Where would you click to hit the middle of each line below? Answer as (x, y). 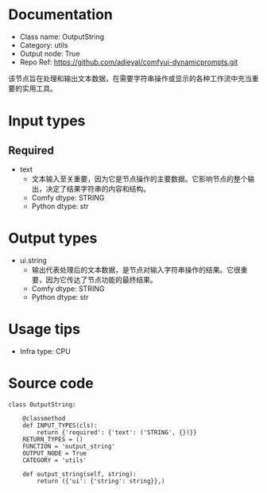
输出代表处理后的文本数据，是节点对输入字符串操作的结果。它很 (136, 270)
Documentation (61, 15)
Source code (51, 383)
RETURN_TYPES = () (53, 439)
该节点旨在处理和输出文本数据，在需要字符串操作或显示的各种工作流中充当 (130, 78)
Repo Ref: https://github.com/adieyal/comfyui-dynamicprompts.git (129, 62)
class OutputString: (43, 404)
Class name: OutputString (62, 37)
